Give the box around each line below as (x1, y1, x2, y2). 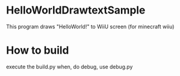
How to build (6, 44, 69, 57)
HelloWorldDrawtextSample (6, 4, 146, 17)
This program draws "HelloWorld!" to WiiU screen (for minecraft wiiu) (6, 23, 175, 30)
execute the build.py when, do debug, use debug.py (6, 63, 133, 70)
